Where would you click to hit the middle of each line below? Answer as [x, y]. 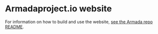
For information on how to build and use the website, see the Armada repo [79, 22]
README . [14, 26]
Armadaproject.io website [58, 9]
